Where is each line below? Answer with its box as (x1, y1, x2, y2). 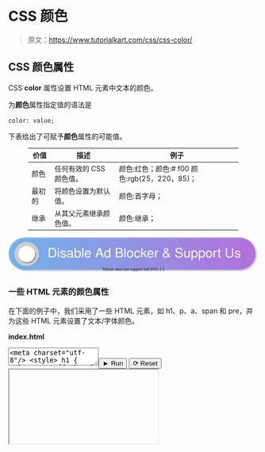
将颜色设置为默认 (54, 186, 111, 195)
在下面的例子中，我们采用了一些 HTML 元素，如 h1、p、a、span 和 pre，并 (8, 306, 254, 316)
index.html (8, 331, 45, 341)
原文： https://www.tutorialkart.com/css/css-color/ (27, 35, 193, 44)
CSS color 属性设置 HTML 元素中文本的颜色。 (8, 82, 158, 92)
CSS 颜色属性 (8, 60, 75, 74)
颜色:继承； (118, 213, 156, 223)
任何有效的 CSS (54, 163, 106, 173)
